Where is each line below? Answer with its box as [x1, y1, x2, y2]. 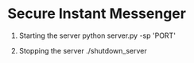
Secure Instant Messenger [7, 5, 186, 23]
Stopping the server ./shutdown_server [18, 46, 148, 55]
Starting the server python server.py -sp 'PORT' [18, 31, 177, 40]
